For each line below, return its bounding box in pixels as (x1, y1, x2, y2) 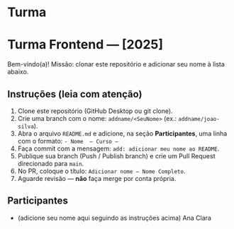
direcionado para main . (17, 159, 84, 168)
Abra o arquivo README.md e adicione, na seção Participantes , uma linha (17, 129, 228, 138)
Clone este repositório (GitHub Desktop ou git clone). (17, 107, 173, 115)
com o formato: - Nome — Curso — (17, 136, 119, 145)
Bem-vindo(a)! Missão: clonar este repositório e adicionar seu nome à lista (7, 60, 225, 69)
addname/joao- (178, 115, 220, 122)
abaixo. (7, 68, 29, 76)
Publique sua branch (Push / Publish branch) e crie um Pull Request (17, 151, 216, 160)
